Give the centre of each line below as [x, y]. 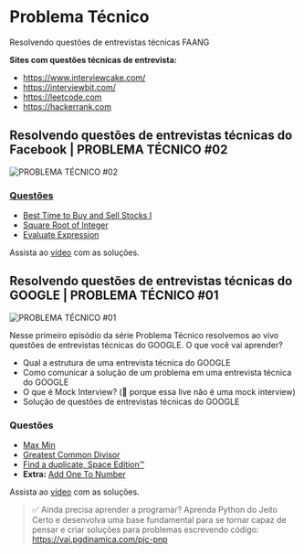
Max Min [39, 445]
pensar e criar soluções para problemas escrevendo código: [145, 530]
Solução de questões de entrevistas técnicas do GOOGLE [131, 401]
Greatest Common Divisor [71, 455]
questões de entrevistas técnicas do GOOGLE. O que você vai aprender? [146, 345]
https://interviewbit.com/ [69, 87]
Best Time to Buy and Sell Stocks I [87, 216]
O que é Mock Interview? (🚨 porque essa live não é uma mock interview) [159, 391]
